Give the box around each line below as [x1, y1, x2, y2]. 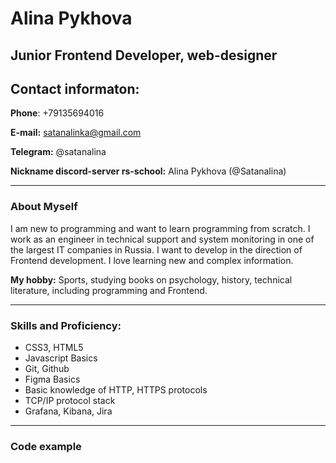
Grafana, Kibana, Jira [24, 405, 113, 417]
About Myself [10, 200, 78, 214]
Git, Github [24, 362, 70, 374]
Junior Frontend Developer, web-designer [10, 47, 278, 64]
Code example [10, 439, 82, 453]
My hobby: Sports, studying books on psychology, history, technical [10, 273, 293, 286]
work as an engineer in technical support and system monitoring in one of [10, 233, 315, 245]
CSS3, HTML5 [24, 341, 84, 353]
